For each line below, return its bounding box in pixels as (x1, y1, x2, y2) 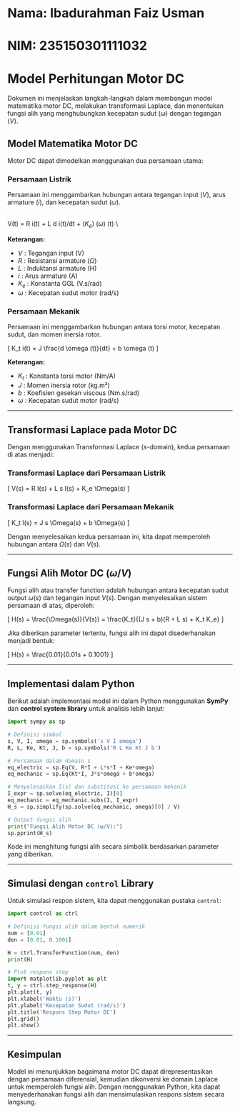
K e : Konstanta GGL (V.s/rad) (17, 279, 102, 290)
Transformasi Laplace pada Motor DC (7, 424, 177, 436)
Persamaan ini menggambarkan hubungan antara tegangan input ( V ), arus (7, 191, 226, 199)
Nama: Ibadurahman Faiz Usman (7, 5, 205, 21)
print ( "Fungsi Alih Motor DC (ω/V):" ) (7, 823, 123, 830)
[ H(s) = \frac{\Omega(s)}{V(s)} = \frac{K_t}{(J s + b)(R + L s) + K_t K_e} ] (7, 615, 224, 624)
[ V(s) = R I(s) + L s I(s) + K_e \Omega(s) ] (7, 484, 130, 493)
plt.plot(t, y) (7, 989, 53, 996)
